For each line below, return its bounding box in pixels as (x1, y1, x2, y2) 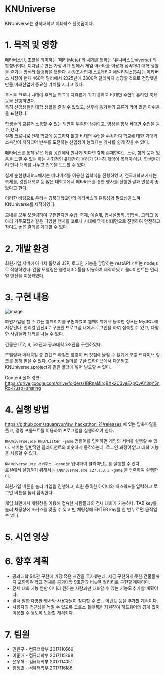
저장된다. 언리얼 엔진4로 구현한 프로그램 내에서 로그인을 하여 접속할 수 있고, (5, 324, 150, 330)
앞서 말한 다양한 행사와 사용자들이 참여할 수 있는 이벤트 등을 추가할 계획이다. (12, 597, 159, 604)
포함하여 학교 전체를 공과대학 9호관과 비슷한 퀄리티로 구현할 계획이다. (17, 579, 151, 585)
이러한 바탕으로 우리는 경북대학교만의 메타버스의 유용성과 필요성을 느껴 (5, 195, 141, 201)
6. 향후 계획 (5, 556, 49, 567)
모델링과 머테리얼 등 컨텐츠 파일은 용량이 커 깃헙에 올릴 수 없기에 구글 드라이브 (5, 352, 155, 357)
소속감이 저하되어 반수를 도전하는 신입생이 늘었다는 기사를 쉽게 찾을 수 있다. (5, 139, 150, 145)
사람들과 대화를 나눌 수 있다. (10, 331, 65, 337)
